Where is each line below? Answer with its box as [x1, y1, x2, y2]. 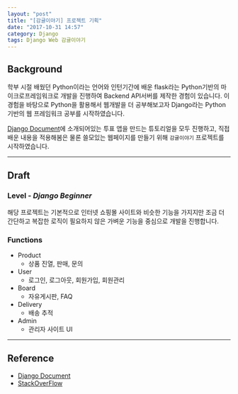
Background [7, 63, 62, 75]
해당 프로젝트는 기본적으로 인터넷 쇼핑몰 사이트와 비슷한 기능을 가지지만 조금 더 [7, 208, 225, 216]
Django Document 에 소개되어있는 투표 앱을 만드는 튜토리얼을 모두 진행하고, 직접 [7, 124, 230, 133]
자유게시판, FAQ [28, 292, 73, 300]
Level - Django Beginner [7, 191, 92, 201]
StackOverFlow [17, 378, 63, 387]
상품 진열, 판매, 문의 [28, 259, 84, 268]
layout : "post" [7, 10, 52, 18]
